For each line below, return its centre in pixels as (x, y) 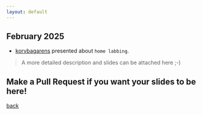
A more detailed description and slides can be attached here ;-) (101, 63)
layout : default (27, 12)
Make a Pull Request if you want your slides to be (101, 81)
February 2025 (35, 37)
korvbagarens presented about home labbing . (72, 51)
